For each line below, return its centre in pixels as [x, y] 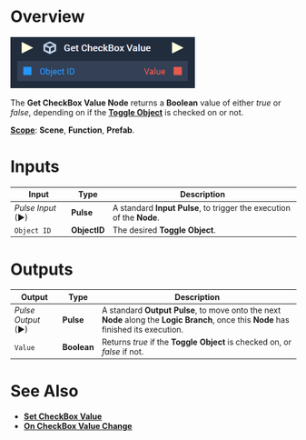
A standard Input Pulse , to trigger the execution [202, 207]
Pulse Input [35, 207]
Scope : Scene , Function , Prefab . [73, 130]
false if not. [123, 352]
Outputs [42, 269]
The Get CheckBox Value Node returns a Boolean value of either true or [146, 103]
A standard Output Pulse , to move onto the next [192, 310]
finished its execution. [143, 330]
